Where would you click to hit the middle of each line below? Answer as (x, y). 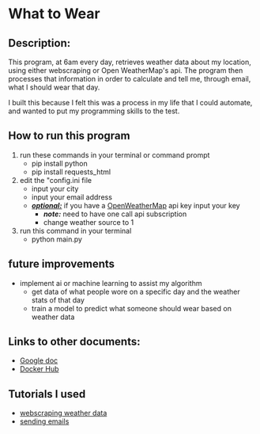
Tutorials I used (47, 394)
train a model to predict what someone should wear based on (131, 308)
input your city (55, 188)
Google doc (39, 360)
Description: (40, 43)
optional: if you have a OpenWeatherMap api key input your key (136, 205)
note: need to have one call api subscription (115, 214)
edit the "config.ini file (56, 180)
